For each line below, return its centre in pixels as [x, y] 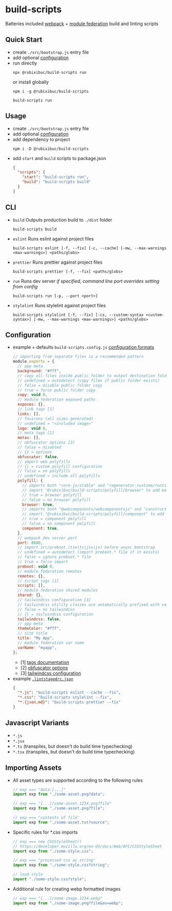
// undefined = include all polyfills [59, 476]
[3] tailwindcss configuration [50, 673]
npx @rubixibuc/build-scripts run [49, 72]
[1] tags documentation [45, 662]
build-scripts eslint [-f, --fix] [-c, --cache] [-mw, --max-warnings [90, 248]
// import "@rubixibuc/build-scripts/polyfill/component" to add [93, 514]
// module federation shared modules [58, 590]
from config [25, 286]
